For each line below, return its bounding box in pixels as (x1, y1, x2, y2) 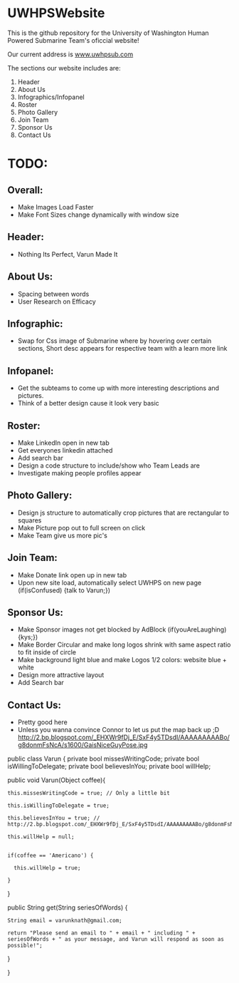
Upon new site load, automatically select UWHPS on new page (17, 578, 201, 587)
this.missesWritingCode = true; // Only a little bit (7, 790, 171, 797)
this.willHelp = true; (14, 865, 81, 872)
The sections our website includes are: (7, 63, 121, 72)
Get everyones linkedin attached (17, 446, 113, 454)
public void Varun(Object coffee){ (7, 776, 106, 785)
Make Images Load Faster (17, 202, 94, 211)
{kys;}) (17, 633, 38, 642)
